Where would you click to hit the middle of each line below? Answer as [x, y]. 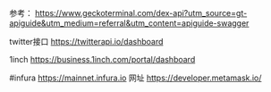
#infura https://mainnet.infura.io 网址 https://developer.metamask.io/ [135, 78]
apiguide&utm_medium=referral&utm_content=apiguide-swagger [129, 23]
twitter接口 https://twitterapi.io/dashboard [86, 42]
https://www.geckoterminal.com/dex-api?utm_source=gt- [141, 13]
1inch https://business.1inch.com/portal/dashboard [102, 59]
